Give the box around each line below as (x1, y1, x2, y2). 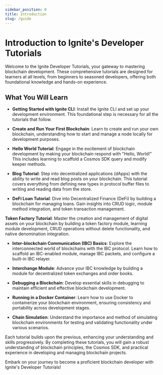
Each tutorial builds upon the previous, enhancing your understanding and (5, 334, 154, 340)
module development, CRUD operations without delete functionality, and (5, 226, 150, 232)
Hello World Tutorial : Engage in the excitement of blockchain (12, 146, 135, 151)
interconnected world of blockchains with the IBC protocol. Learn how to (12, 245, 158, 251)
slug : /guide (5, 16, 32, 21)
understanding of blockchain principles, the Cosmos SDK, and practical (5, 344, 148, 351)
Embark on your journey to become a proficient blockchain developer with (5, 359, 154, 365)
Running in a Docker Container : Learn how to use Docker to (12, 295, 133, 300)
